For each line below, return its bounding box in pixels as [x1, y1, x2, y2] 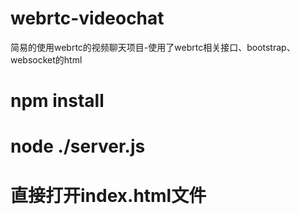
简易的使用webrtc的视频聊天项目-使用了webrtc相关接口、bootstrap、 [10, 41, 296, 53]
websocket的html [10, 53, 83, 66]
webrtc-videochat [10, 7, 165, 30]
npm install [10, 90, 105, 112]
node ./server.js [10, 135, 146, 158]
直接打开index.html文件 [10, 184, 207, 207]
